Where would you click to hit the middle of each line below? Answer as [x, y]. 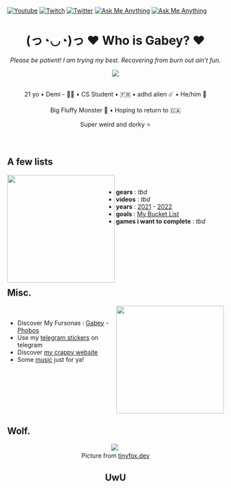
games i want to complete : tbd [161, 221]
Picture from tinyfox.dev [115, 456]
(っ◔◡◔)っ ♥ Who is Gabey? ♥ [115, 41]
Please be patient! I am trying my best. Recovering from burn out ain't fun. [115, 60]
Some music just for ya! [51, 359]
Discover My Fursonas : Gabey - [63, 323]
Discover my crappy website [57, 352]
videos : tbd [133, 199]
